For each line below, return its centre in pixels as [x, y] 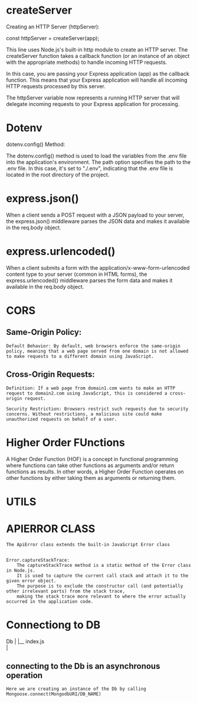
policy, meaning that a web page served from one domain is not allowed [97, 351]
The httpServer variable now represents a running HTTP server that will [93, 98]
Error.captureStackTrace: [38, 560]
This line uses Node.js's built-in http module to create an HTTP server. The [97, 49]
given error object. [32, 581]
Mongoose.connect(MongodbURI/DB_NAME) [54, 694]
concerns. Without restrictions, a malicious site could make [84, 414]
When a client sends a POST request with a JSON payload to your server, [95, 215]
